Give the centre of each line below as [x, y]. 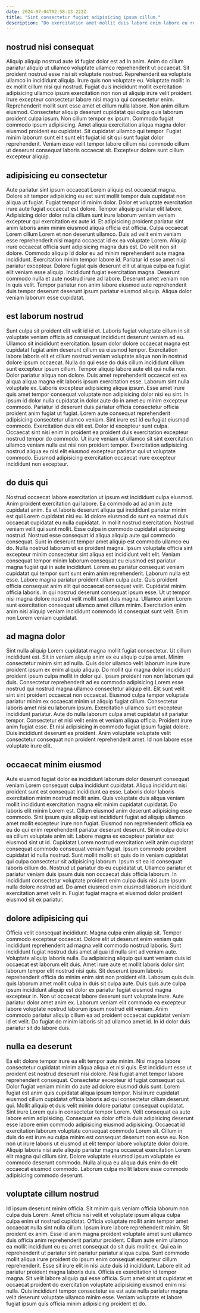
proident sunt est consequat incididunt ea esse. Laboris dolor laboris [90, 792]
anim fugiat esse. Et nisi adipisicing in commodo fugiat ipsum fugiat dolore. [98, 727]
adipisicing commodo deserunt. [45, 1175]
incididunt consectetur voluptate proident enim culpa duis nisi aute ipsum [96, 881]
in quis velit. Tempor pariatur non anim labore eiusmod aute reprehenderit [96, 285]
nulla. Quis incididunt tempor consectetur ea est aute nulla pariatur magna [97, 1291]
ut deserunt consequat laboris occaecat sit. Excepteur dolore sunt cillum [95, 150]
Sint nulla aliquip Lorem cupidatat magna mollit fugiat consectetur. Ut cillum [99, 651]
